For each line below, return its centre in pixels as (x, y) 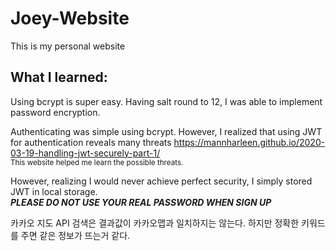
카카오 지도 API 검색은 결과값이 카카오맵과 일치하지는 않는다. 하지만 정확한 (155, 223)
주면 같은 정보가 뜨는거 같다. (75, 235)
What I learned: (59, 77)
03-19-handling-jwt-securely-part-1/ (85, 153)
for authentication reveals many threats (91, 142)
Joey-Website (70, 18)
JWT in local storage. (54, 191)
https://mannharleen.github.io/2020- (249, 142)
